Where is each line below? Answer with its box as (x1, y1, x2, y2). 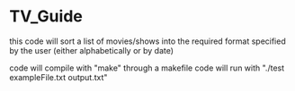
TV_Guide (9, 6, 83, 27)
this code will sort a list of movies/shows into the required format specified (9, 36, 286, 46)
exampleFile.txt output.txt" (9, 71, 108, 82)
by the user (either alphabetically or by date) (9, 45, 174, 55)
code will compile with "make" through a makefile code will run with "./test (9, 62, 285, 73)
